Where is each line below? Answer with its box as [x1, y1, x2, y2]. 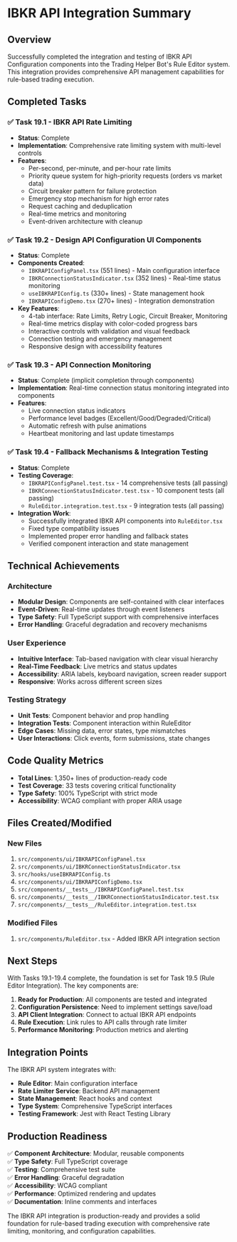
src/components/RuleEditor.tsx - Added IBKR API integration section [17, 934, 221, 943]
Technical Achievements [7, 559, 120, 572]
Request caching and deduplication [28, 201, 133, 210]
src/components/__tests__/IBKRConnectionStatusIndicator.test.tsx [17, 894, 219, 901]
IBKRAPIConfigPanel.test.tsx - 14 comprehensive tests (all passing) [28, 479, 228, 487]
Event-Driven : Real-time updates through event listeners [17, 605, 185, 614]
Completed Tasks [7, 96, 87, 108]
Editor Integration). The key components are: [7, 981, 139, 990]
